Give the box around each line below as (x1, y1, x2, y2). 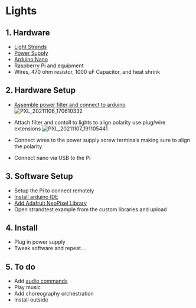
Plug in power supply (14, 238, 66, 245)
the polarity (14, 143, 43, 150)
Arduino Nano (14, 56, 48, 63)
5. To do (5, 261, 36, 272)
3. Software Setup (5, 171, 73, 181)
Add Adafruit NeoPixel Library (14, 199, 87, 207)
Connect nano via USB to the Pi (14, 154, 91, 161)
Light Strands (14, 43, 47, 50)
